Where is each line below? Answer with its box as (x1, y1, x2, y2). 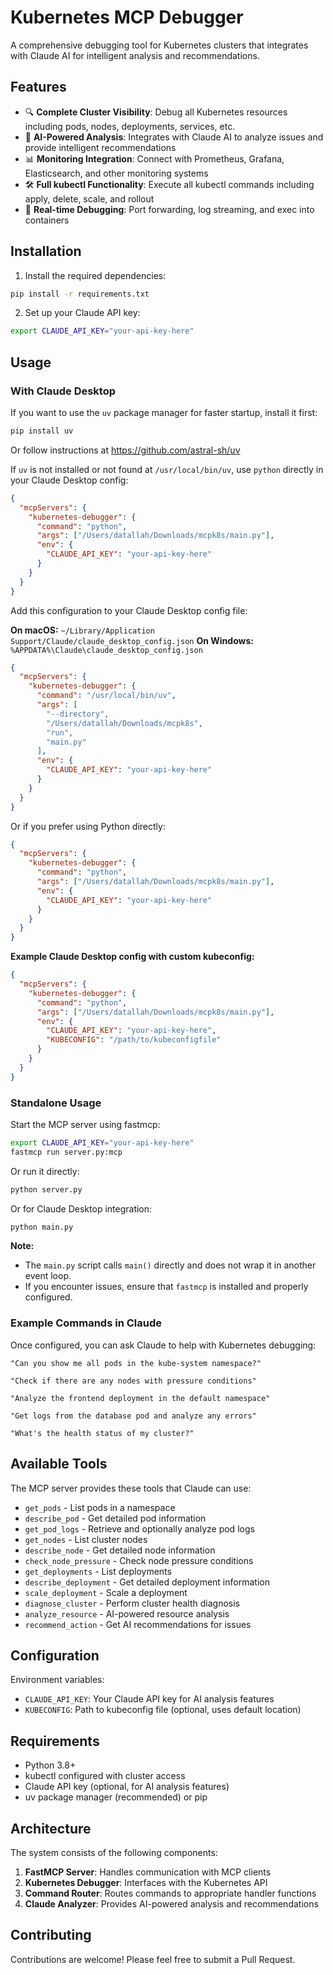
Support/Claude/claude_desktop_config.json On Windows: (10, 634, 254, 646)
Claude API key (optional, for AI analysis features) (24, 1781, 230, 1793)
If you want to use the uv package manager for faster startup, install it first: (10, 407, 318, 418)
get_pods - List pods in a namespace (24, 1501, 176, 1513)
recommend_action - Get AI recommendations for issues (24, 1618, 252, 1630)
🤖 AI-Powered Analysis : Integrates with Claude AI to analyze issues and (24, 131, 324, 143)
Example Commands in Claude (10, 1316, 162, 1330)
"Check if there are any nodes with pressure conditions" (10, 1376, 257, 1386)
